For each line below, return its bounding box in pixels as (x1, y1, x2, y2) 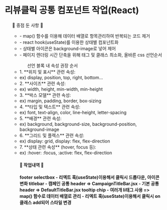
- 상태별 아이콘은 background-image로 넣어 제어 (19, 45, 116, 51)
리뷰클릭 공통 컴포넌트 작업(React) (5, 5, 139, 16)
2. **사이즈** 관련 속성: (19, 80, 66, 86)
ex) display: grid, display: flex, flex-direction (19, 138, 110, 144)
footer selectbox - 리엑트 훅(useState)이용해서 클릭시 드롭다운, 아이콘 (19, 174, 160, 180)
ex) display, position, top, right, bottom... (19, 74, 103, 81)
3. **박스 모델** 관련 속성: (19, 92, 71, 98)
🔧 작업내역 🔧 (19, 162, 44, 168)
